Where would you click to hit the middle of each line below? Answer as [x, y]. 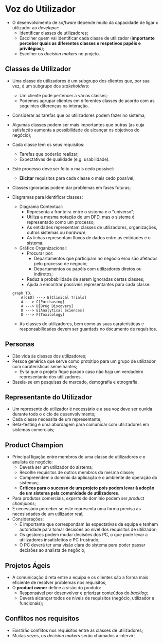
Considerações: [28, 519]
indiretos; [43, 274]
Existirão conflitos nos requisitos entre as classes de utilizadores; [78, 630]
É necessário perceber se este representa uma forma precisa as [76, 509]
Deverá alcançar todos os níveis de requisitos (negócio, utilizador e [87, 598]
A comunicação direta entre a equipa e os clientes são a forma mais [80, 577]
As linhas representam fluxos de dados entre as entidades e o [89, 237]
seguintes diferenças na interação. [54, 105]
